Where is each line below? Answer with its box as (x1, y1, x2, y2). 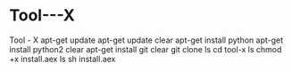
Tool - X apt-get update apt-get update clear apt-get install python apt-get (9, 35, 284, 45)
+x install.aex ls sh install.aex (9, 53, 116, 64)
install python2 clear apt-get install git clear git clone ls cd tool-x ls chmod (9, 43, 282, 54)
